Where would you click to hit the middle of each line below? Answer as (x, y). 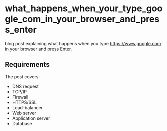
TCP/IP (20, 92)
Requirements (27, 65)
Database (22, 123)
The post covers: (22, 77)
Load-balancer (28, 107)
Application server (31, 118)
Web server (24, 113)
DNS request (25, 86)
